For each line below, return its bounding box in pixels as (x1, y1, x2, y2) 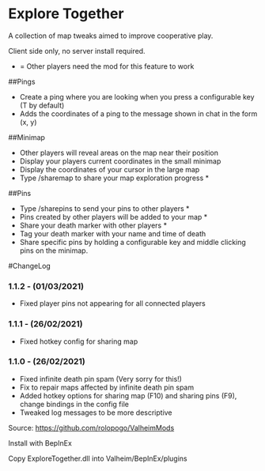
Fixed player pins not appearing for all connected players (19, 299, 206, 308)
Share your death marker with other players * (19, 220, 168, 230)
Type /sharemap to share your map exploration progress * (19, 173, 210, 183)
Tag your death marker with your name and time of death (19, 228, 206, 238)
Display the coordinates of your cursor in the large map (19, 164, 200, 174)
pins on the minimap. (19, 246, 89, 255)
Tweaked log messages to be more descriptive (19, 408, 172, 417)
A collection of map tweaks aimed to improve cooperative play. (8, 31, 214, 40)
